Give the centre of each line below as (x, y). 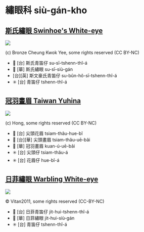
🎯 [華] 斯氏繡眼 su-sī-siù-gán (43, 69)
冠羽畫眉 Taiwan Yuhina (43, 101)
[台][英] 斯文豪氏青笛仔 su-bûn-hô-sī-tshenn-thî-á (65, 76)
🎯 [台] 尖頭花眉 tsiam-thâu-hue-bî (47, 133)
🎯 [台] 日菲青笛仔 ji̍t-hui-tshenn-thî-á (51, 212)
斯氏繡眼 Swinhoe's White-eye (54, 31)
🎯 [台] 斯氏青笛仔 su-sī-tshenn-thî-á (50, 63)
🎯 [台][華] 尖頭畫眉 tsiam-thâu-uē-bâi (51, 140)
